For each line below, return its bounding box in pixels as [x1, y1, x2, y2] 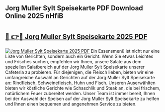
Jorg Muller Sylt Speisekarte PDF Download [5, 4, 143, 12]
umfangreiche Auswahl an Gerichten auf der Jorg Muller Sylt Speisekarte [5, 75, 155, 80]
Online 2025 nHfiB [5, 12, 64, 20]
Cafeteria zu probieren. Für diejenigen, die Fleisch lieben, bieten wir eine [5, 69, 154, 75]
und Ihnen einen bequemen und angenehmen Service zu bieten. [5, 101, 137, 107]
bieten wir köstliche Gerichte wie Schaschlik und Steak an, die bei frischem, [5, 85, 161, 91]
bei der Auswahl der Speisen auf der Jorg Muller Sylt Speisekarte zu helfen [5, 96, 160, 102]
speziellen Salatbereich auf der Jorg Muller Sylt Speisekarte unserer [5, 64, 145, 70]
